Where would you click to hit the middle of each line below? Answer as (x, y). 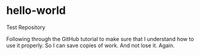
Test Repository (26, 27)
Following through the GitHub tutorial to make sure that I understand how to (100, 39)
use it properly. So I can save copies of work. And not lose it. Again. (91, 45)
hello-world (36, 11)
